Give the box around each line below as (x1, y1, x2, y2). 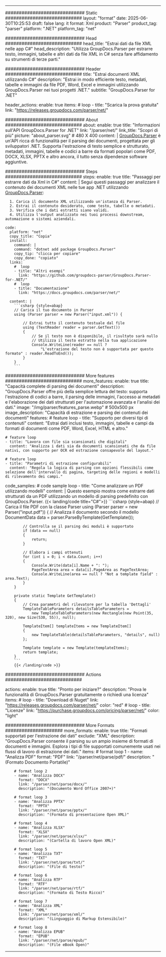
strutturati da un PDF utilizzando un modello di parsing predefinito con (5, 493, 148, 499)
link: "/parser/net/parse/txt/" (18, 860, 85, 865)
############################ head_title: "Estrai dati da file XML (5, 41, 152, 46)
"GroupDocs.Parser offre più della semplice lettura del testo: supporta (5, 389, 148, 394)
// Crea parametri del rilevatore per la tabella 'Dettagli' (23, 602, 152, 607)
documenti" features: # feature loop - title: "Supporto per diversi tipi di (5, 415, 148, 420)
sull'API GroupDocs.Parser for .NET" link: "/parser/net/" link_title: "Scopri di (5, 127, 158, 133)
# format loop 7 (14, 899, 48, 904)
